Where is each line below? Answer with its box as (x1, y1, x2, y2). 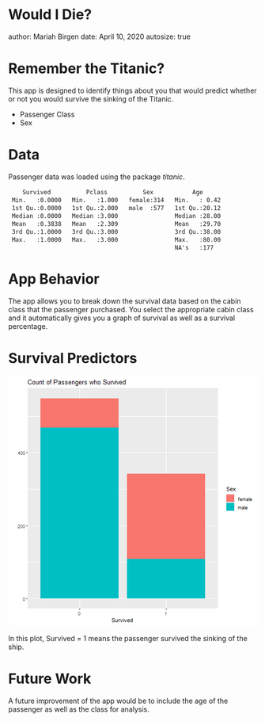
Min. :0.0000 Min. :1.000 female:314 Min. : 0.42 (11, 196, 221, 204)
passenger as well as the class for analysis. (8, 704, 150, 714)
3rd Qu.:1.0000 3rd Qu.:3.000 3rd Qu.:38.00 (11, 227, 221, 235)
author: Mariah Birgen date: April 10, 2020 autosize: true (8, 32, 191, 41)
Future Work (8, 670, 92, 687)
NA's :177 (174, 243, 214, 251)
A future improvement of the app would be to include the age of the (8, 696, 229, 705)
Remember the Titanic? (8, 59, 165, 78)
